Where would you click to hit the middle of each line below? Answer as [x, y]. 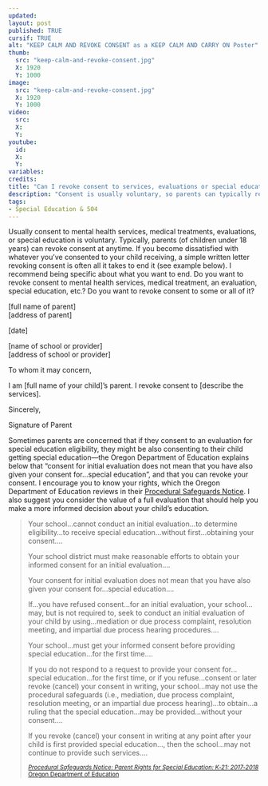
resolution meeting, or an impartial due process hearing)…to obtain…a [142, 704]
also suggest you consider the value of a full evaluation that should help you [134, 500]
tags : [17, 201]
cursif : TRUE [30, 38]
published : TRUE [35, 30]
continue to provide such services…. [88, 753]
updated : [23, 16]
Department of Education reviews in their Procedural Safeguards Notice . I [129, 492]
